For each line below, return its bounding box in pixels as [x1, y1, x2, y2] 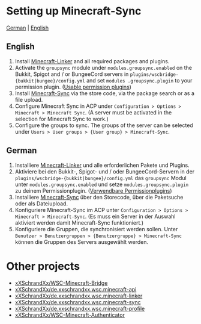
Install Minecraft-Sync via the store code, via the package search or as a [14, 89, 195, 97]
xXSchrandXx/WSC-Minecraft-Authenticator [14, 311, 125, 319]
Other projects [6, 259, 80, 273]
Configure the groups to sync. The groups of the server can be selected [14, 122, 193, 129]
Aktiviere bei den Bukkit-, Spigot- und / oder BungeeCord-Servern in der [14, 167, 195, 175]
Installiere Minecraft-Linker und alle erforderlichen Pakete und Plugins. [14, 161, 190, 169]
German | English [6, 24, 49, 31]
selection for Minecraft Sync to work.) [14, 115, 109, 122]
